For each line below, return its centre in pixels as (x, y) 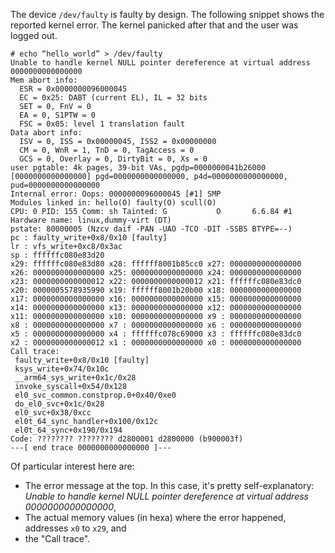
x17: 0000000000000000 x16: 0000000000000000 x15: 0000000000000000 (156, 299)
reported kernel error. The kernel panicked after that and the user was (154, 25)
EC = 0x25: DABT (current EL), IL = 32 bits (113, 98)
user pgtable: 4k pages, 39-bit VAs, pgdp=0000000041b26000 (138, 168)
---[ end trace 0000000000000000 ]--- (91, 448)
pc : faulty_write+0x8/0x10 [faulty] (89, 238)
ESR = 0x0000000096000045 (73, 89)
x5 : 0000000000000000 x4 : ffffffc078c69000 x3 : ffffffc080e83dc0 (156, 334)
